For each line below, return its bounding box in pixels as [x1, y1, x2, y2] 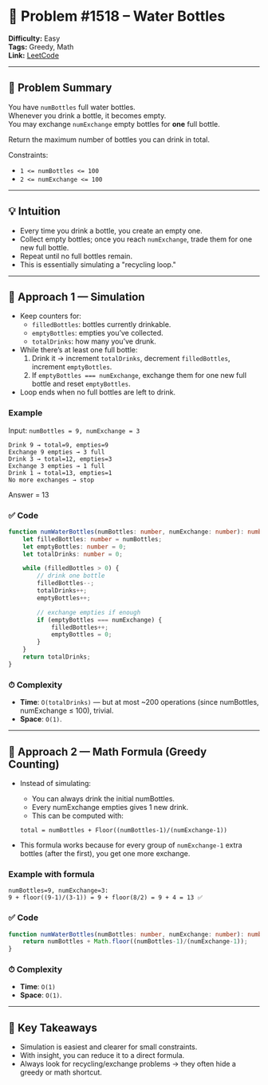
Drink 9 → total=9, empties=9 [8, 441, 109, 449]
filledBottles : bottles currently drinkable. [31, 320, 171, 329]
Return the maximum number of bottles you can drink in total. [8, 135, 210, 144]
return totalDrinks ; [22, 653, 91, 661]
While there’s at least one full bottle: [19, 345, 138, 355]
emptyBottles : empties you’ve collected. [31, 328, 164, 338]
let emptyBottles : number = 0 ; [22, 542, 127, 551]
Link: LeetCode [8, 50, 60, 60]
